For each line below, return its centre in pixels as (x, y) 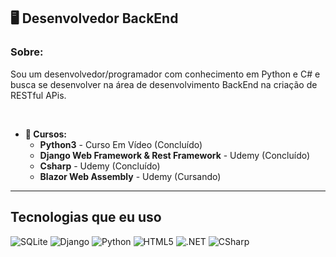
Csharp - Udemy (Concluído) (100, 166)
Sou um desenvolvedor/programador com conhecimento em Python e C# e (165, 74)
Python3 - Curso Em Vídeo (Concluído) (121, 144)
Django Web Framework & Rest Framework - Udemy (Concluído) (175, 155)
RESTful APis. (38, 95)
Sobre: (27, 52)
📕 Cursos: (46, 134)
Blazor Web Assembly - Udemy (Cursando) (130, 176)
